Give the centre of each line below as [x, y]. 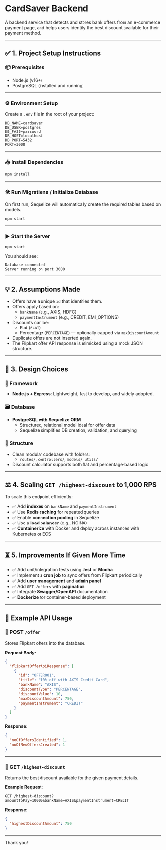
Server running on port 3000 [35, 269]
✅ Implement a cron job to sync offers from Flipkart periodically [77, 575]
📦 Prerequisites [25, 67]
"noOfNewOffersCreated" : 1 [37, 745]
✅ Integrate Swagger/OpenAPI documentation [60, 592]
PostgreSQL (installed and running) [48, 85]
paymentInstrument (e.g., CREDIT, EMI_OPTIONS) [69, 317]
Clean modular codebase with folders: [51, 454]
